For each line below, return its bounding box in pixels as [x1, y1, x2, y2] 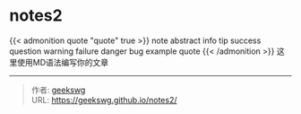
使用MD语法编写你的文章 [16, 57, 109, 67]
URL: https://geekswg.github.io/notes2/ [30, 94, 177, 105]
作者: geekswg [30, 84, 86, 95]
